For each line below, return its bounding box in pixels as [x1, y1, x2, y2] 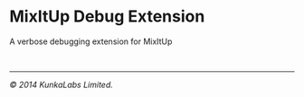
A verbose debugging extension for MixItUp [9, 36, 173, 47]
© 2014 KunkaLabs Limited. [9, 79, 113, 90]
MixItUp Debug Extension [9, 6, 205, 27]
